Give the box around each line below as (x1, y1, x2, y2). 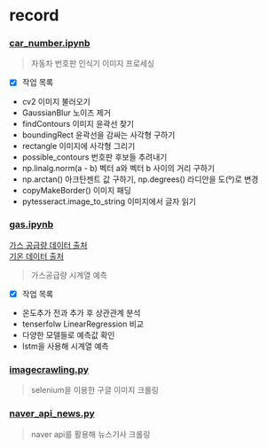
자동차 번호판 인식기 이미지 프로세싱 (30, 59, 155, 69)
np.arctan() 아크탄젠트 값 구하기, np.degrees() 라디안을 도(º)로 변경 (21, 174, 259, 185)
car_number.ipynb (9, 37, 90, 50)
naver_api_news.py (9, 407, 95, 420)
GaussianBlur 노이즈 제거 (21, 107, 112, 118)
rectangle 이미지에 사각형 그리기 (21, 140, 136, 151)
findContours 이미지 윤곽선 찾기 (21, 118, 135, 129)
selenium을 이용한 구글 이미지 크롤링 (30, 385, 160, 396)
